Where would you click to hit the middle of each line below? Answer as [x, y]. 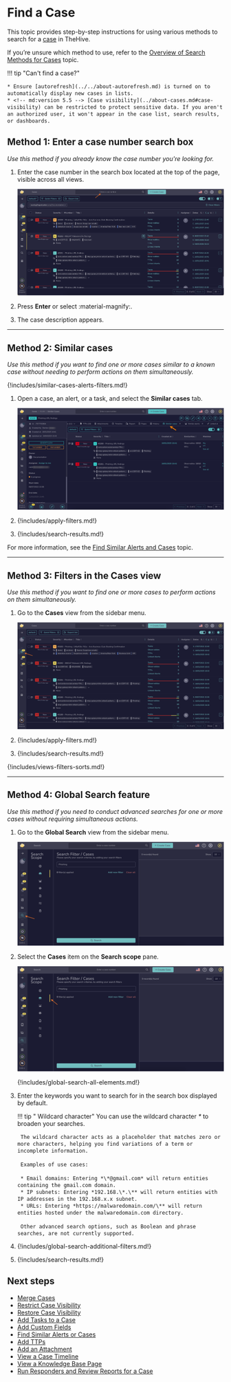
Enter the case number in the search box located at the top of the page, [118, 172]
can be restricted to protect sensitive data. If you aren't [133, 107]
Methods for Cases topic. [43, 59]
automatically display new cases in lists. [70, 93]
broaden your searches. [51, 1123]
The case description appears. [60, 320]
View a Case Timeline [48, 1356]
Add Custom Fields [44, 1327]
